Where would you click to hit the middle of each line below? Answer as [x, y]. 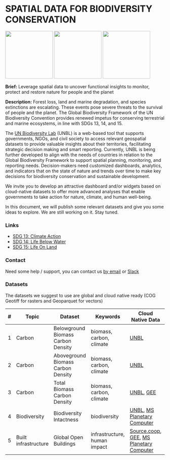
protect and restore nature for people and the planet [59, 92]
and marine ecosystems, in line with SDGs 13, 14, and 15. [64, 123]
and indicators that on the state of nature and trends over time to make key [83, 171]
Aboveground [70, 356]
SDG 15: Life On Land [35, 247]
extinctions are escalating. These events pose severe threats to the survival [84, 107]
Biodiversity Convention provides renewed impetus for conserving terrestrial [85, 118]
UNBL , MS [142, 410]
